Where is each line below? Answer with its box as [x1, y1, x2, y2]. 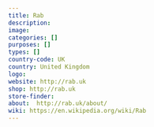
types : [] [8, 48, 41, 56]
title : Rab [8, 11, 44, 20]
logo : [8, 70, 26, 78]
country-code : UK [8, 56, 66, 64]
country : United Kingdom [8, 63, 90, 71]
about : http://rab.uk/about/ [8, 99, 108, 107]
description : [8, 19, 51, 27]
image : [8, 26, 30, 34]
